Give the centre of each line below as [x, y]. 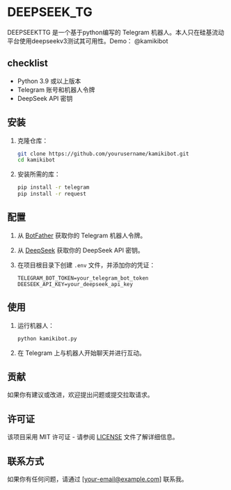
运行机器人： [35, 325]
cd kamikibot [36, 160]
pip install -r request [52, 194]
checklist [28, 63]
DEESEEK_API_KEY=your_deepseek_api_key [75, 284]
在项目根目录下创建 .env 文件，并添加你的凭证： [86, 264]
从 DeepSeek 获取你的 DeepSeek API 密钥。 [80, 250]
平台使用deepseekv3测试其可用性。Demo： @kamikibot [88, 41]
